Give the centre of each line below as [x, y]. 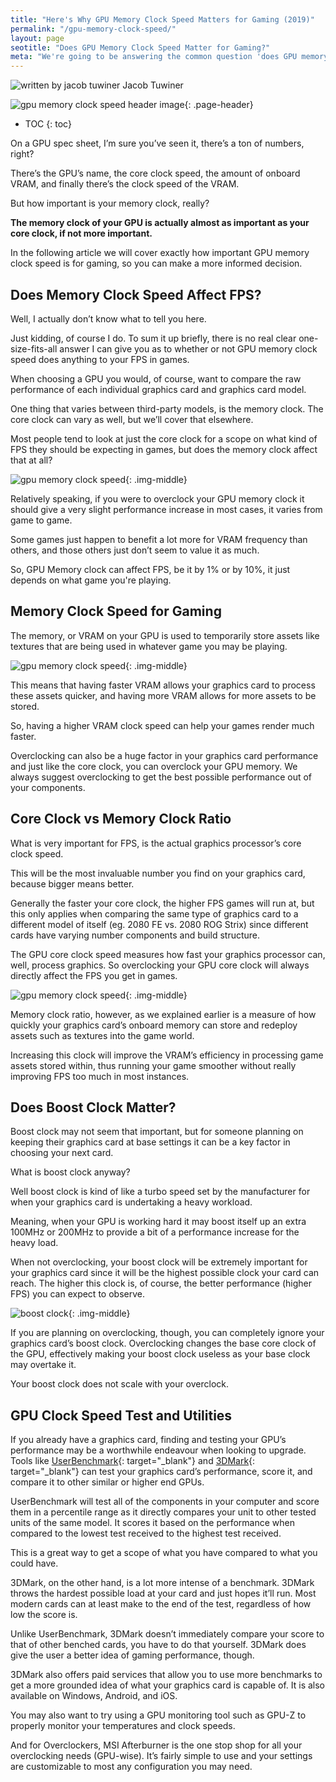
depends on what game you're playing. [91, 580]
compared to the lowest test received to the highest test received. [146, 1533]
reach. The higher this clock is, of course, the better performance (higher [161, 1283]
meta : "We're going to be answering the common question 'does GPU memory [169, 57]
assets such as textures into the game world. [102, 1035]
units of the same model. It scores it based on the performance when [152, 1523]
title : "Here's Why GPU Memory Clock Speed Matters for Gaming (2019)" [162, 19]
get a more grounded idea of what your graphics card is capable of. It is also [168, 1685]
